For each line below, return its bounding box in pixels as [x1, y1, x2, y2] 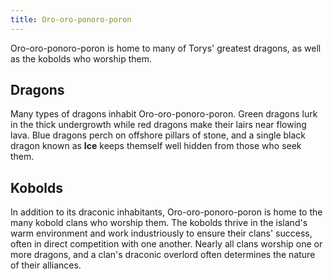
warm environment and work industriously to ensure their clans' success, [10, 227, 313, 240]
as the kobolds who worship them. [10, 52, 152, 65]
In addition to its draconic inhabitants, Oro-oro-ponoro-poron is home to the [10, 206, 323, 218]
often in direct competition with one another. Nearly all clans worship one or [10, 238, 323, 250]
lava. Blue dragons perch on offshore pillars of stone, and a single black [10, 129, 307, 141]
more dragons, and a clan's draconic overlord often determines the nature [10, 249, 316, 261]
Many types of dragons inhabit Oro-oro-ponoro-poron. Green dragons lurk [10, 108, 318, 120]
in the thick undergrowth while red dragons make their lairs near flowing [10, 119, 307, 131]
